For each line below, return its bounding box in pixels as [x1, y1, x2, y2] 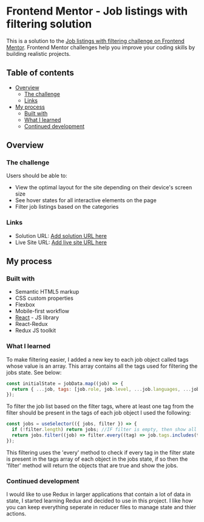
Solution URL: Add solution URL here [15, 232, 107, 239]
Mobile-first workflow [15, 308, 70, 315]
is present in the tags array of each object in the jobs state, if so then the [6, 455, 188, 463]
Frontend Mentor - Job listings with [6, 4, 188, 18]
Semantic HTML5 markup [15, 288, 80, 296]
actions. [6, 510, 26, 517]
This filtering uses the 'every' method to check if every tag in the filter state [6, 449, 195, 456]
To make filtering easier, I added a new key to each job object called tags [6, 356, 189, 363]
